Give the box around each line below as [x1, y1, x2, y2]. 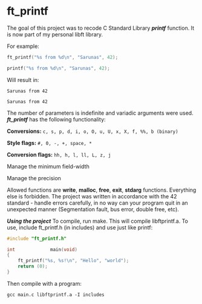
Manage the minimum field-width [7, 163, 90, 170]
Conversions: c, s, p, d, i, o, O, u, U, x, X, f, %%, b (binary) [7, 127, 178, 135]
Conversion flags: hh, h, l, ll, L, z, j [7, 150, 111, 158]
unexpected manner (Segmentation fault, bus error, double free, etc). [7, 205, 179, 213]
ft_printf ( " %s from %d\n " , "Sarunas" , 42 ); [7, 54, 119, 60]
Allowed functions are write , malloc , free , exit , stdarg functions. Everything [7, 186, 197, 194]
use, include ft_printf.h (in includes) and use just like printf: [7, 223, 153, 231]
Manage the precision [7, 174, 61, 181]
